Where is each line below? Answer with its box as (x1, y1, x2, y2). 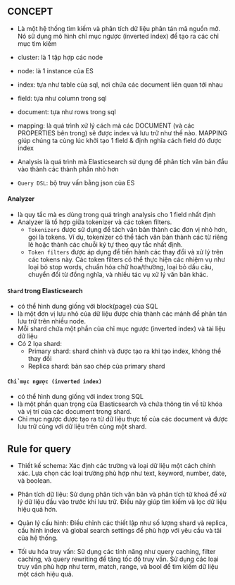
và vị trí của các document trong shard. (17, 407, 132, 416)
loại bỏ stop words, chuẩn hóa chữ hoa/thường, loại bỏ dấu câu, (27, 263, 213, 271)
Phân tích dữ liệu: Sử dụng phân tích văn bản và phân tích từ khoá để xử (17, 490, 227, 499)
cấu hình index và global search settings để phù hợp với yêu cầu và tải (17, 526, 222, 535)
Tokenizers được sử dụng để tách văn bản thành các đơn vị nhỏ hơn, (27, 226, 227, 234)
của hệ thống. (17, 534, 58, 542)
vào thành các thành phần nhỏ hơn (17, 165, 119, 173)
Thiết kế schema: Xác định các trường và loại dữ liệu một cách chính (17, 462, 216, 470)
